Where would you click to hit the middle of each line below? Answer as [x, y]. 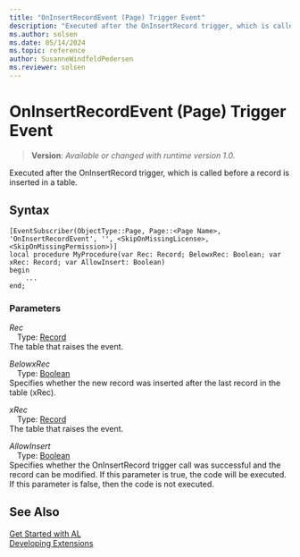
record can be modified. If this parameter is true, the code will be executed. [148, 474]
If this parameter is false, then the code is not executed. [112, 484]
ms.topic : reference [48, 51]
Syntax [29, 211]
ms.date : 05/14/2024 [48, 42]
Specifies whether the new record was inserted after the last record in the [145, 383]
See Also [34, 512]
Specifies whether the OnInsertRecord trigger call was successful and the [145, 465]
